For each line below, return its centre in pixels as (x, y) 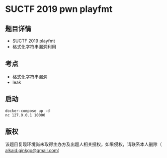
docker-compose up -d (28, 111)
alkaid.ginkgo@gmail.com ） (34, 151)
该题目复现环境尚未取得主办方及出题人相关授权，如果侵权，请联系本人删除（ (83, 144)
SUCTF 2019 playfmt (34, 41)
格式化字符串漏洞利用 (34, 47)
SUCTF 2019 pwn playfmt (59, 9)
